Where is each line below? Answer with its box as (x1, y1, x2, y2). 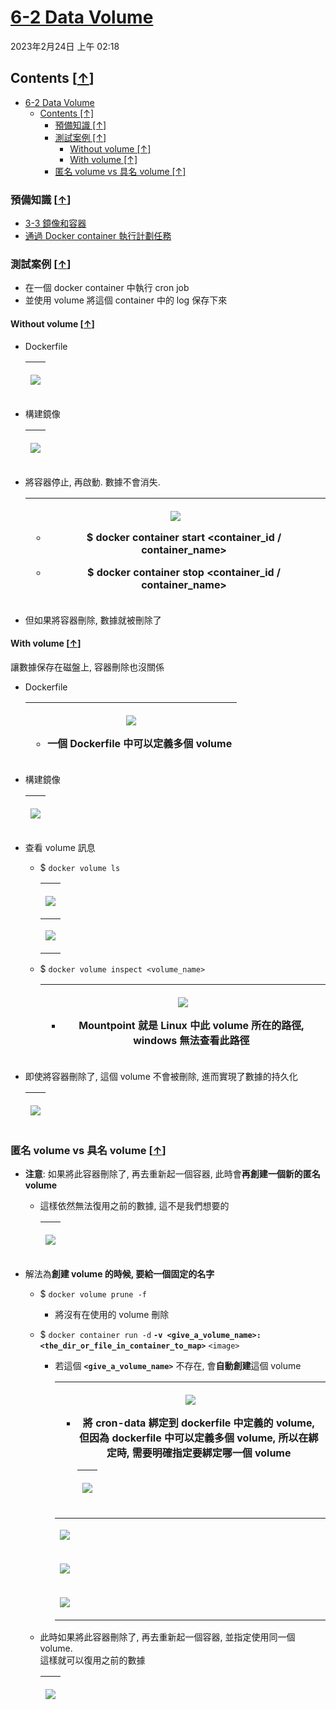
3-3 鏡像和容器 (24, 217, 87, 230)
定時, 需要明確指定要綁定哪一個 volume (106, 1446, 292, 1460)
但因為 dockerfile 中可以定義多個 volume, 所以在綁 (79, 1431, 319, 1445)
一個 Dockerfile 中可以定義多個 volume (46, 736, 233, 750)
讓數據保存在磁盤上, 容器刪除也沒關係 (10, 661, 165, 673)
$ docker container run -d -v (39, 1329, 163, 1341)
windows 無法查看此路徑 (133, 1033, 250, 1047)
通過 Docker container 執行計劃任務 (24, 230, 172, 242)
